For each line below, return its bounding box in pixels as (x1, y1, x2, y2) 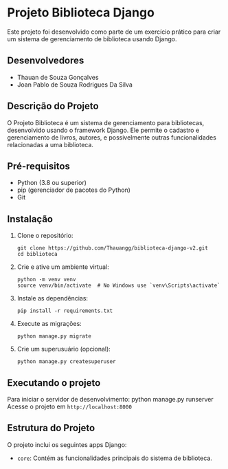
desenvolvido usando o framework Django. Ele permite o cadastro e (7, 126, 200, 134)
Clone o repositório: (16, 232, 73, 240)
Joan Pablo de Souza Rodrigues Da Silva (16, 80, 133, 89)
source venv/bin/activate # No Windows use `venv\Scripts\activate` (16, 282, 221, 290)
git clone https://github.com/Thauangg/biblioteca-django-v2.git (16, 245, 208, 252)
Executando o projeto (7, 377, 101, 389)
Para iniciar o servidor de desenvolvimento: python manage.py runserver (7, 395, 214, 403)
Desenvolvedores (7, 55, 84, 67)
